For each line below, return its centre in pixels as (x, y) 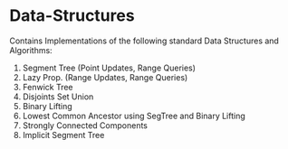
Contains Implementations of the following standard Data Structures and (144, 41)
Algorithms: (31, 50)
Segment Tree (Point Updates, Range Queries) (109, 68)
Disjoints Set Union (58, 97)
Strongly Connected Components (85, 125)
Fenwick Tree (48, 87)
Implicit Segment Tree (63, 135)
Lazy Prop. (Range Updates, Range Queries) (105, 77)
